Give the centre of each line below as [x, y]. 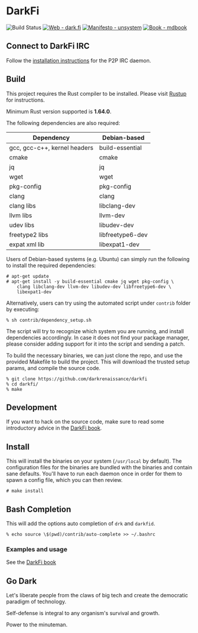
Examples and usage [37, 549]
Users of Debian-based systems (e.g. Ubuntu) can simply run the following [98, 259]
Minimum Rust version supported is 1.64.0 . [59, 111]
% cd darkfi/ [22, 384]
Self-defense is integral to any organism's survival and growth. [83, 613]
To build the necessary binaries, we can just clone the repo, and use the [95, 355]
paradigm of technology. [36, 601]
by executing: [23, 309]
